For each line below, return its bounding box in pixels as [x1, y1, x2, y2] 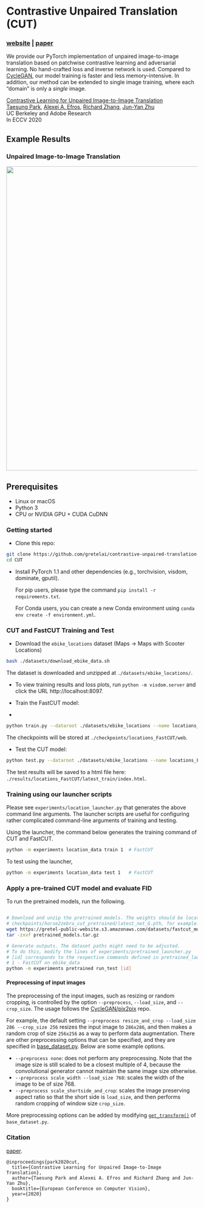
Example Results [6, 134, 71, 144]
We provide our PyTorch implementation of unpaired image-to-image [6, 53, 179, 60]
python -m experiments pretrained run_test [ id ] [6, 966, 132, 972]
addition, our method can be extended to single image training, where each [6, 79, 195, 86]
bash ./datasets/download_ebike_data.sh [6, 658, 110, 665]
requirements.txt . [15, 593, 61, 600]
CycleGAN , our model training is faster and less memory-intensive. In [6, 72, 179, 80]
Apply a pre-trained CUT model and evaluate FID [6, 884, 152, 892]
